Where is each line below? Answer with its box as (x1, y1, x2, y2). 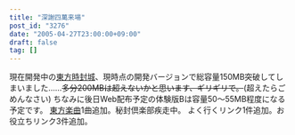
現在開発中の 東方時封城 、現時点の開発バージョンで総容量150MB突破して (9, 72, 276, 83)
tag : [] (9, 46, 38, 55)
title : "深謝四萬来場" (9, 12, 86, 22)
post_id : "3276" (9, 21, 70, 30)
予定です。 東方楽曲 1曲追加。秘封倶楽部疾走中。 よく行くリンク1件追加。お (9, 105, 285, 115)
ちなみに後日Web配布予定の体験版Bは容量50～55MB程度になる (53, 94, 286, 105)
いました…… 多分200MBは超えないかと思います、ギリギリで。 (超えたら (16, 83, 278, 93)
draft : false (9, 37, 58, 47)
